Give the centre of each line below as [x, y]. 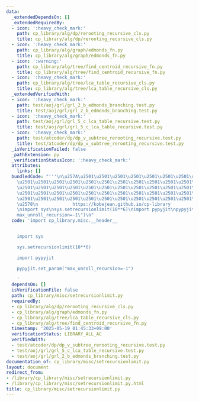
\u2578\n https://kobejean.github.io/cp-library [94, 204]
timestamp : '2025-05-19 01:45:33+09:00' [62, 329]
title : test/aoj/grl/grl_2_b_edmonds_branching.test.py [87, 111]
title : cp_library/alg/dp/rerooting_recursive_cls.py [84, 39]
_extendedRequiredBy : [38, 22]
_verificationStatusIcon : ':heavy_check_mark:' [71, 160]
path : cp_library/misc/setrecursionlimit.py [67, 296]
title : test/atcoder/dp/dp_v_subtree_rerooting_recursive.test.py [100, 143]
